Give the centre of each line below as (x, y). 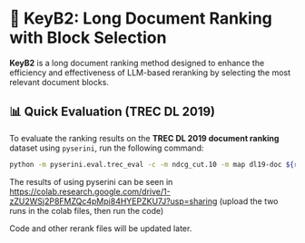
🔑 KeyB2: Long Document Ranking (141, 19)
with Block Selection (88, 38)
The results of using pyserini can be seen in (91, 181)
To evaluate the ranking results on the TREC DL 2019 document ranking (144, 138)
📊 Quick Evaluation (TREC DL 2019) (113, 112)
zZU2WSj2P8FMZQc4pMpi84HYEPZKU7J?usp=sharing (113, 201)
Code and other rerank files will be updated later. (101, 228)
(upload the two (249, 201)
